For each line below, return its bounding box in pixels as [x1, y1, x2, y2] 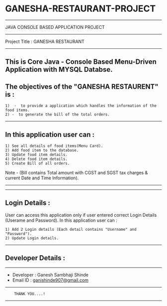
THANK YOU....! [14, 291, 46, 297]
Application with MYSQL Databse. [5, 65, 113, 74]
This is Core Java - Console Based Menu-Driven [5, 58, 157, 66]
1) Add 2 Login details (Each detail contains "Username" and [5, 227, 137, 232]
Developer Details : [5, 254, 66, 262]
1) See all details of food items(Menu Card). [5, 143, 103, 149]
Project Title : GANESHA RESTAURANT [5, 38, 84, 44]
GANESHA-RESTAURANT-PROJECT [5, 3, 156, 14]
